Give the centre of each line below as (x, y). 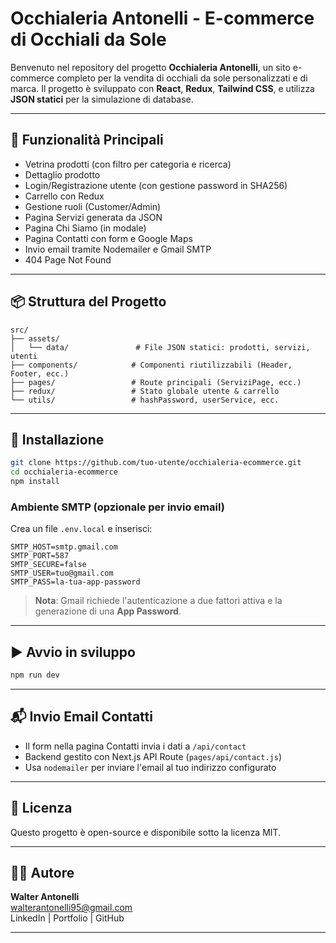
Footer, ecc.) (40, 373)
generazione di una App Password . (108, 611)
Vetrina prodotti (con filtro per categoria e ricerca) (128, 164)
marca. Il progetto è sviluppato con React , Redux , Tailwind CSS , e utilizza (162, 88)
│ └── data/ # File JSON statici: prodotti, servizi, (160, 347)
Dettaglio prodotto (62, 174)
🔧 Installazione (57, 439)
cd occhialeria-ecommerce (64, 472)
